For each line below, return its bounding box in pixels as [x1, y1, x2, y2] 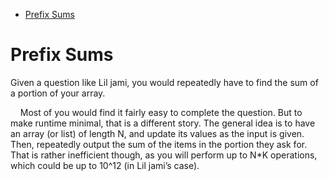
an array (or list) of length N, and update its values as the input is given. [10, 127, 305, 139]
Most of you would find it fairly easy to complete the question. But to [19, 106, 303, 118]
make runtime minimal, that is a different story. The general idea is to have [10, 117, 316, 129]
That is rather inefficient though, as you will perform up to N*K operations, [10, 149, 318, 161]
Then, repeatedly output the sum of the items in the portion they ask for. [10, 138, 308, 150]
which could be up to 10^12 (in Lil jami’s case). [10, 159, 200, 171]
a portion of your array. [10, 87, 106, 99]
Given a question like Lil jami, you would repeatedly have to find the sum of [10, 76, 319, 88]
